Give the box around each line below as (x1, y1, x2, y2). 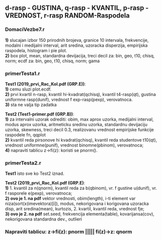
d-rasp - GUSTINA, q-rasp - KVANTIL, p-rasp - (5, 4, 149, 12)
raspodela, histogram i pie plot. (5, 47, 67, 53)
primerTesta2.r (5, 159, 41, 166)
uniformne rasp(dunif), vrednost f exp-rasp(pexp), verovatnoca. (5, 96, 133, 102)
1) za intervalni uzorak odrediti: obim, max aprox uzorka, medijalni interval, (5, 116, 154, 122)
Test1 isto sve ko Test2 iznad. (5, 170, 65, 177)
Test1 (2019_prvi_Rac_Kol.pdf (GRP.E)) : (5, 81, 86, 87)
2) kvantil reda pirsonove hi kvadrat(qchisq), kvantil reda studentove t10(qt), (5, 137, 157, 143)
